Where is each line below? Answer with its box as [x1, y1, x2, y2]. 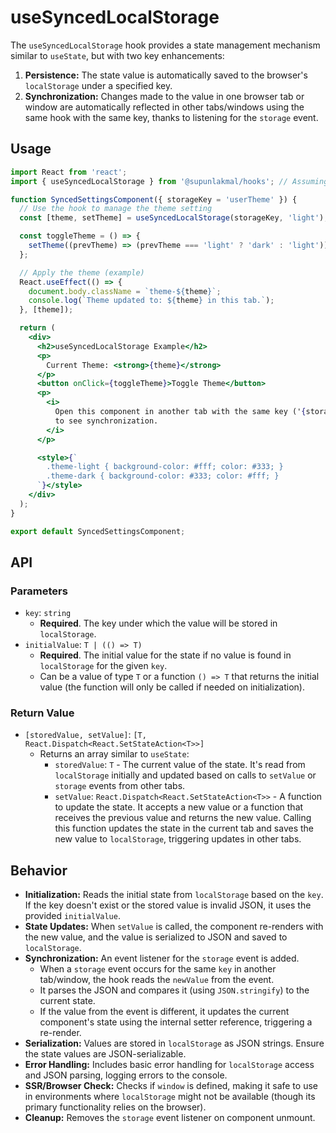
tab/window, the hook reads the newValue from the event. [39, 974, 275, 986]
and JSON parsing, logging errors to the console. [24, 1069, 228, 1081]
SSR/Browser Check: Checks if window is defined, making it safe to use [24, 1080, 318, 1092]
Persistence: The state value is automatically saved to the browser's [24, 69, 308, 81]
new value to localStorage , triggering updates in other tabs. [54, 833, 302, 845]
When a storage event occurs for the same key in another [39, 963, 277, 975]
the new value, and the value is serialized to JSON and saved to [24, 931, 288, 943]
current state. [39, 995, 96, 1007]
